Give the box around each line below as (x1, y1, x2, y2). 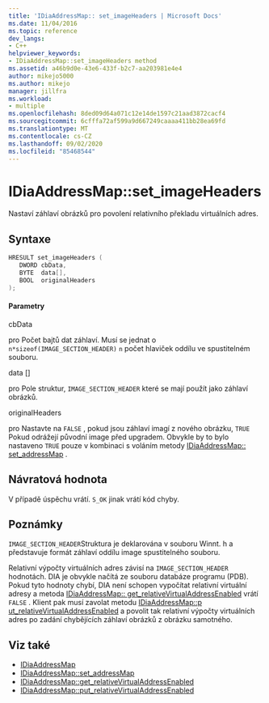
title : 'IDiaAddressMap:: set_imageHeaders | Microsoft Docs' (8, 11, 222, 20)
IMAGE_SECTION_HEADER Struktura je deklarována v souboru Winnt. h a (8, 539, 233, 548)
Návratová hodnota (8, 472, 107, 486)
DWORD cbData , (19, 261, 67, 269)
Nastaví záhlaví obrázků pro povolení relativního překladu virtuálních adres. (8, 209, 258, 218)
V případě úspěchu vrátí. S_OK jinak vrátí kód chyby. (8, 494, 179, 504)
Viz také (8, 638, 51, 652)
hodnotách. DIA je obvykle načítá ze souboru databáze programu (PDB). (8, 572, 249, 582)
